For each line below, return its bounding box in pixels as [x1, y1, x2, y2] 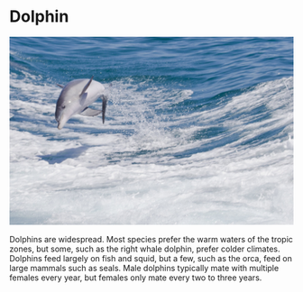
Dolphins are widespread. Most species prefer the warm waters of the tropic [9, 234, 293, 245]
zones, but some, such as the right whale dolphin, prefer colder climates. [9, 243, 280, 254]
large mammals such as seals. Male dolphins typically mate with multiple [9, 263, 280, 274]
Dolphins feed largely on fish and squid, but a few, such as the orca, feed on [9, 253, 293, 264]
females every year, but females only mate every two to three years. [9, 272, 262, 283]
